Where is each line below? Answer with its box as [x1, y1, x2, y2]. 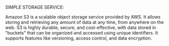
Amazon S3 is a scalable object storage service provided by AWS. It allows [5, 14, 161, 19]
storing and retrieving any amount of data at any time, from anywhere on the [5, 19, 164, 25]
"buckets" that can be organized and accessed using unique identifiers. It [5, 30, 158, 35]
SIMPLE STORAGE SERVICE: [5, 4, 65, 10]
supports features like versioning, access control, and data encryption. [5, 35, 152, 41]
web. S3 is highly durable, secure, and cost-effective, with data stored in [5, 24, 156, 30]
